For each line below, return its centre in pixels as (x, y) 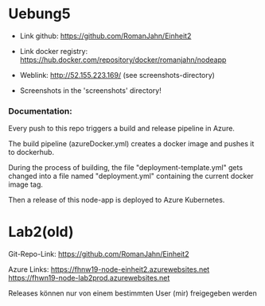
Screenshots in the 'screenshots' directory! (90, 90)
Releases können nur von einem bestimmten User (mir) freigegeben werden (132, 293)
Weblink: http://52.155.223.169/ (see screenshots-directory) (117, 75)
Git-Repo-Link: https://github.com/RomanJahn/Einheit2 (99, 254)
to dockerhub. (31, 153)
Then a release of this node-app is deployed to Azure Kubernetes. (117, 200)
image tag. (26, 184)
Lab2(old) (41, 232)
